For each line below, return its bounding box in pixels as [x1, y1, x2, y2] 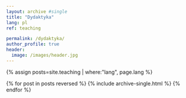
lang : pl [6, 19, 28, 25]
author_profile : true [6, 41, 60, 47]
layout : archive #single [6, 8, 68, 15]
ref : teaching [6, 25, 41, 31]
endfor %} [6, 86, 31, 93]
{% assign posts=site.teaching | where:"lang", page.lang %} [6, 68, 153, 76]
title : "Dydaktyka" [6, 14, 54, 20]
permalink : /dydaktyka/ [6, 36, 65, 42]
